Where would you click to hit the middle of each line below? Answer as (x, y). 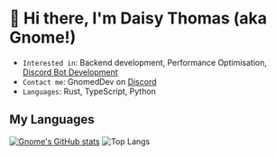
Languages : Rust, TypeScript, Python (89, 91)
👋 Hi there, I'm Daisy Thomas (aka (138, 18)
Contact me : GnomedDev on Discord (89, 81)
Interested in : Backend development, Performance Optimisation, (145, 62)
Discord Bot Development (70, 72)
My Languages (52, 119)
